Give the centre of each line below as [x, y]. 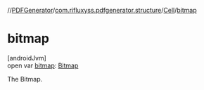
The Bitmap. [25, 79]
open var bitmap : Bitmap [43, 65]
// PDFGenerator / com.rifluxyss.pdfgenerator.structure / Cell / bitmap [102, 10]
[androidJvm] [27, 58]
